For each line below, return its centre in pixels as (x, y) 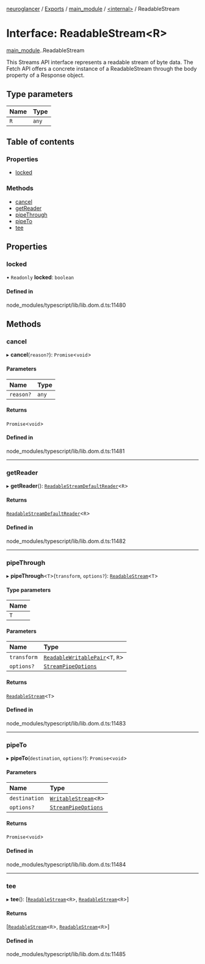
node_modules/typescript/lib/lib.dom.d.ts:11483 (66, 723)
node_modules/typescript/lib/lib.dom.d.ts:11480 (66, 305)
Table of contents (40, 142)
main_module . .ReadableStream (45, 50)
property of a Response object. (45, 75)
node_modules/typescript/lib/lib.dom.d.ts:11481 (66, 451)
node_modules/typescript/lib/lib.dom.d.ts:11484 (66, 864)
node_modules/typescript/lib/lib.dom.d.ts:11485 (66, 954)
